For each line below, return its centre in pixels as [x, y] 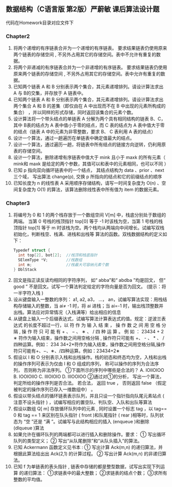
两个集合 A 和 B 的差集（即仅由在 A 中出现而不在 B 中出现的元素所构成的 [89, 106]
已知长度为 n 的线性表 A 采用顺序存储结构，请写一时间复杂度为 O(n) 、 [87, 183]
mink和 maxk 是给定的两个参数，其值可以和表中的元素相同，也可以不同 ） [91, 164]
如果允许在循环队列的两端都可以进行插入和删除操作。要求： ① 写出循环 [89, 434]
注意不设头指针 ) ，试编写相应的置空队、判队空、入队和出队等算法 [83, 402]
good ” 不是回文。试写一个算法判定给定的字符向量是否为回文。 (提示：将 [90, 286]
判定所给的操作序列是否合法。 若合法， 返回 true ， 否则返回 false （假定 [90, 383]
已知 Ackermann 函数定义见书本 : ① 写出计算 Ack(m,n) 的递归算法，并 [88, 447]
